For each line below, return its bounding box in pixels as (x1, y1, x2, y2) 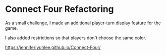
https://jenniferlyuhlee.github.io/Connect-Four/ (5, 44, 101, 50)
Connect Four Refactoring (5, 3, 114, 15)
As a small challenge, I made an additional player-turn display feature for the (5, 20, 161, 26)
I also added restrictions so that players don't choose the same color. (5, 35, 146, 41)
